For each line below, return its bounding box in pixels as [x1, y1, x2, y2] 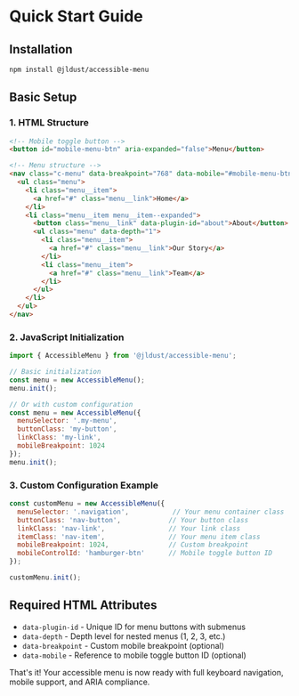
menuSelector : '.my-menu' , [17, 417, 117, 425]
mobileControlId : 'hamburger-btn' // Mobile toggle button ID [17, 549, 273, 558]
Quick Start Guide [9, 6, 144, 27]
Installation [9, 42, 73, 57]
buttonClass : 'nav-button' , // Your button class [17, 515, 249, 524]
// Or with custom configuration [9, 400, 133, 409]
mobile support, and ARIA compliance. [9, 676, 150, 687]
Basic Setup [9, 90, 77, 105]
